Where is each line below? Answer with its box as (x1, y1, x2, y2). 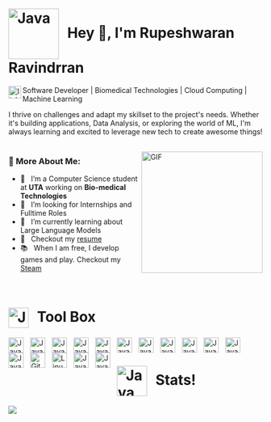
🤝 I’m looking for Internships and (19, 200, 132, 209)
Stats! (155, 371, 196, 389)
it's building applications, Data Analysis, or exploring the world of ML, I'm (8, 118, 252, 128)
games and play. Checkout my (19, 255, 121, 264)
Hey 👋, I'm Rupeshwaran (67, 23, 236, 42)
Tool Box (36, 308, 97, 327)
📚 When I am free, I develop (19, 243, 119, 253)
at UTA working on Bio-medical (19, 183, 127, 192)
